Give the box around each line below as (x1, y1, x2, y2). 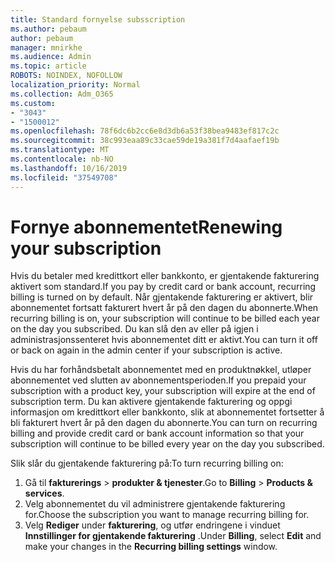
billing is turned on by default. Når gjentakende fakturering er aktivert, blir (10, 291, 314, 303)
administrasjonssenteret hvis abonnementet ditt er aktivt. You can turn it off (10, 334, 318, 346)
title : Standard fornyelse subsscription (10, 14, 186, 25)
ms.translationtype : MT (10, 145, 110, 155)
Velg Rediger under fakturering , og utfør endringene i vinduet (24, 519, 281, 531)
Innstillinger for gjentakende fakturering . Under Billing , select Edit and (24, 530, 322, 542)
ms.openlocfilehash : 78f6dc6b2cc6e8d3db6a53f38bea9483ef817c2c (10, 126, 280, 136)
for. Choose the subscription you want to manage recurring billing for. (24, 509, 310, 521)
